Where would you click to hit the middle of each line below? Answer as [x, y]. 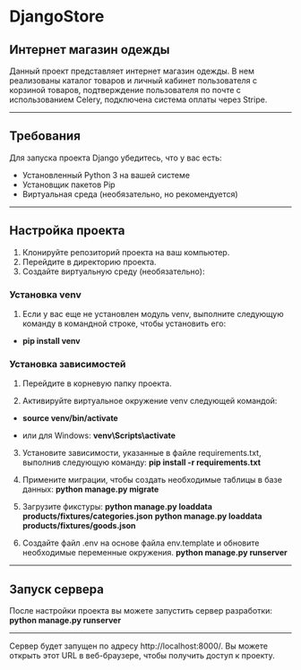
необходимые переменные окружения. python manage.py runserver [155, 553]
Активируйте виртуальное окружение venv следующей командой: [150, 401]
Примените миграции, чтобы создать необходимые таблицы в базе [152, 480]
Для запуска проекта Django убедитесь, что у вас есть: [116, 158]
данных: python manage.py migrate [90, 489]
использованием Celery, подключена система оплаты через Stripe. [138, 99]
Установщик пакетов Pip [69, 185]
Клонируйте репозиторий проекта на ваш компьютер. [126, 252]
